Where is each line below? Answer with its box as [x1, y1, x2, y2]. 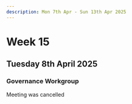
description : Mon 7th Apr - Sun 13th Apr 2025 [6, 8, 127, 15]
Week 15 [6, 34, 50, 48]
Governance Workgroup [6, 77, 79, 85]
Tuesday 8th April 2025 [6, 59, 98, 70]
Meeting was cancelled [6, 91, 65, 98]
